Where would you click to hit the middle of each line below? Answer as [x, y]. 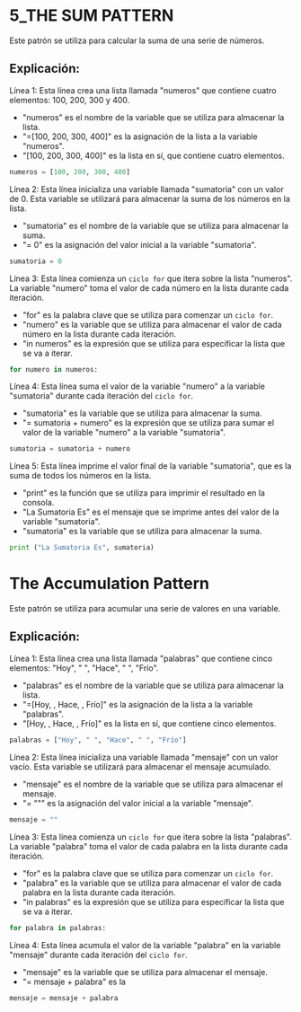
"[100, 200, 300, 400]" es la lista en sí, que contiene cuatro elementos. [153, 155]
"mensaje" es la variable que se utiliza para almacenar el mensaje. [145, 972]
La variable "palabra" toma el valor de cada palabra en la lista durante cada [149, 846]
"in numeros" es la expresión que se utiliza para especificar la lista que [154, 343]
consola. [38, 503]
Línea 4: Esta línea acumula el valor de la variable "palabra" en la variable [145, 945]
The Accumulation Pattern [109, 584]
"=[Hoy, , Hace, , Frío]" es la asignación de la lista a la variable [137, 704]
